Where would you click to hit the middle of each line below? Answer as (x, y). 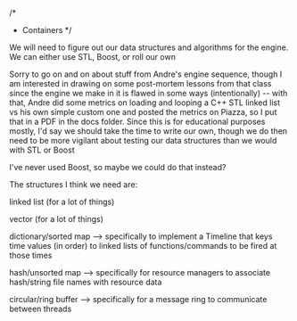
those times (31, 255)
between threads (41, 309)
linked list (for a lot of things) (62, 202)
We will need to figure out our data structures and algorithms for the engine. (149, 47)
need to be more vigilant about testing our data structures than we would (143, 140)
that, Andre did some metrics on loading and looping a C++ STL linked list (145, 103)
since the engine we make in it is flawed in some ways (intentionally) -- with (148, 93)
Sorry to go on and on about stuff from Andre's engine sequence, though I (146, 74)
